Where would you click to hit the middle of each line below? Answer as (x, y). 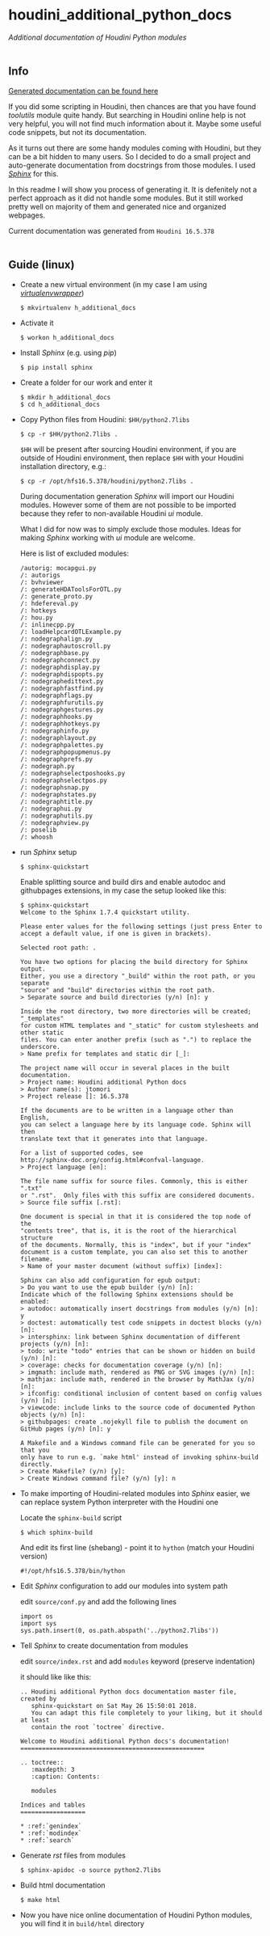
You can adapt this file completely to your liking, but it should (147, 1713)
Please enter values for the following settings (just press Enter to (141, 926)
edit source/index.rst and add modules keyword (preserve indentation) (137, 1661)
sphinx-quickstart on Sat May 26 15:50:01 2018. (114, 1706)
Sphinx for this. (33, 173)
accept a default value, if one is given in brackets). (116, 933)
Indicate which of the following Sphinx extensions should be (127, 1294)
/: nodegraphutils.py (56, 816)
